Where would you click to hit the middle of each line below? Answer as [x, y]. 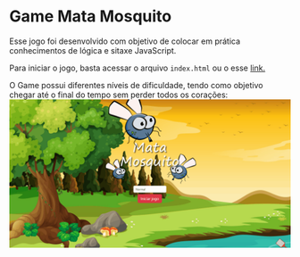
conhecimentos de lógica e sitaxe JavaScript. [93, 50]
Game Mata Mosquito [91, 17]
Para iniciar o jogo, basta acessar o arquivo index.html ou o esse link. [137, 68]
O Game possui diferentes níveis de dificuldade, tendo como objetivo [136, 85]
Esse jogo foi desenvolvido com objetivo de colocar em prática [125, 41]
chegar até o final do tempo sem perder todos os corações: [119, 95]
